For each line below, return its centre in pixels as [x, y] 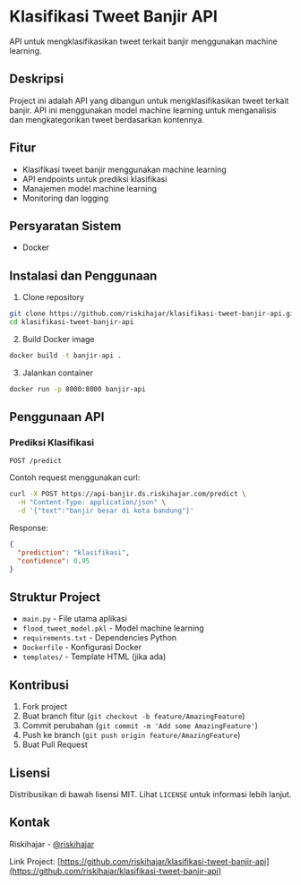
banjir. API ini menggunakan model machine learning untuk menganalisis [143, 110]
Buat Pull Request [55, 744]
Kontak [30, 823]
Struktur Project [55, 597]
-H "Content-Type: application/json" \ [92, 503]
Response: [29, 528]
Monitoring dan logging [65, 198]
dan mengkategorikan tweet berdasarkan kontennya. [107, 119]
